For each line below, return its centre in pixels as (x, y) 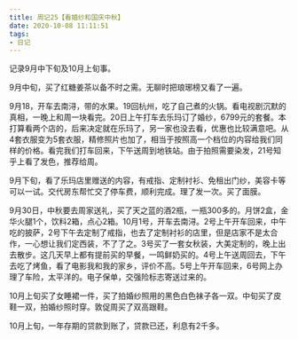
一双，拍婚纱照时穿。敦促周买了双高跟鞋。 (94, 307)
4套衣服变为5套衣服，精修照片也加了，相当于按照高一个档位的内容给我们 (142, 139)
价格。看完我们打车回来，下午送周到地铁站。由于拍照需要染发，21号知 (153, 151)
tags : (19, 34)
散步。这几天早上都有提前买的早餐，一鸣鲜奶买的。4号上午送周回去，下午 (151, 255)
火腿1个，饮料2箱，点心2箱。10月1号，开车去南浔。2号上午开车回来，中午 (151, 222)
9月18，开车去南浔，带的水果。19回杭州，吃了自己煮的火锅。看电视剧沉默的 (148, 106)
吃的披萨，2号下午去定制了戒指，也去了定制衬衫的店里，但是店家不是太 (140, 233)
